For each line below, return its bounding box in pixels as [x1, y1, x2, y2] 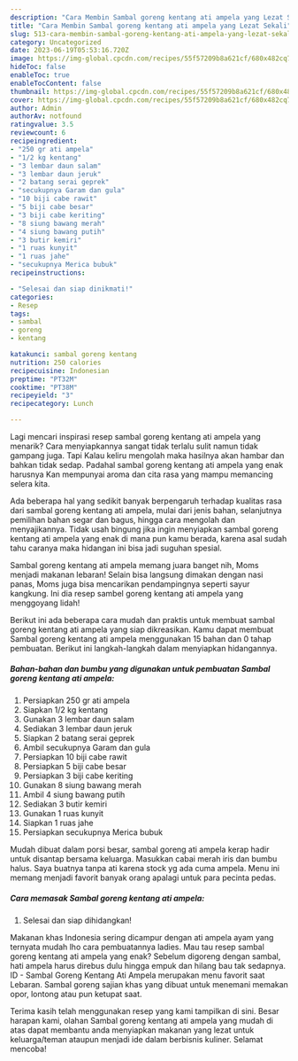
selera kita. [10, 479, 50, 488]
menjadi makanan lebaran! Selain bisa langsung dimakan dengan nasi [10, 569, 264, 580]
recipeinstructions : [10, 269, 87, 277]
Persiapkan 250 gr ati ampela [22, 695, 131, 706]
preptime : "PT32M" [10, 374, 78, 384]
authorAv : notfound [10, 112, 82, 121]
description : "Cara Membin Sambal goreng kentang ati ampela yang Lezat [10, 12, 284, 22]
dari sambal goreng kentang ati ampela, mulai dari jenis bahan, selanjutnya [10, 505, 282, 515]
